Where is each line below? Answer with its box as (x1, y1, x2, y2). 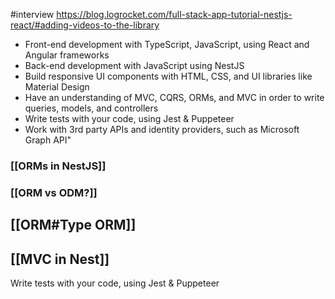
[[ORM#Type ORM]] (10, 217, 137, 234)
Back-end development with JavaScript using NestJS (24, 60, 245, 71)
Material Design (24, 81, 90, 93)
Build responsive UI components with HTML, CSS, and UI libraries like (24, 70, 313, 82)
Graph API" (24, 134, 72, 146)
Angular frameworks (24, 49, 110, 61)
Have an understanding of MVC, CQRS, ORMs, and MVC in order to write (24, 92, 325, 103)
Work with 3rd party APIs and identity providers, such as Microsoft (24, 124, 300, 135)
